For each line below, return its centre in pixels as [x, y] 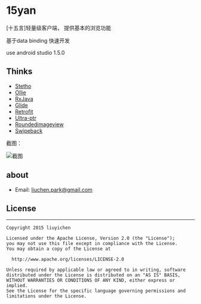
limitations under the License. [46, 296]
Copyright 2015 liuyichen [38, 228]
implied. [17, 286]
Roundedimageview [39, 124]
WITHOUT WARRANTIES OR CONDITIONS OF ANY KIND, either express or [91, 281]
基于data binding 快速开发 [38, 40]
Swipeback [29, 130]
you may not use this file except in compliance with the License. [92, 244]
